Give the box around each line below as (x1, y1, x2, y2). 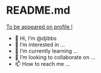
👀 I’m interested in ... (14, 41, 65, 48)
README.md (6, 4, 71, 17)
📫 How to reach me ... (14, 60, 70, 67)
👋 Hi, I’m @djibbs (14, 34, 57, 42)
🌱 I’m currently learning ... (14, 47, 78, 54)
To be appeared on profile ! (6, 23, 73, 30)
